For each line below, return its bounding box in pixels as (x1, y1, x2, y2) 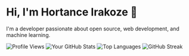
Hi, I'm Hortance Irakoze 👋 (6, 5, 138, 19)
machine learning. (6, 31, 51, 38)
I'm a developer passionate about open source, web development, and (6, 25, 180, 32)
